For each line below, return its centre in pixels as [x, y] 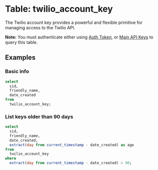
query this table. [21, 42]
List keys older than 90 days [39, 116]
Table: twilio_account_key [59, 9]
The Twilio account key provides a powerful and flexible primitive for [74, 22]
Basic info [17, 72]
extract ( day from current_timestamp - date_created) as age [72, 145]
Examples [20, 58]
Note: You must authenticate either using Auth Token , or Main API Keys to [79, 37]
